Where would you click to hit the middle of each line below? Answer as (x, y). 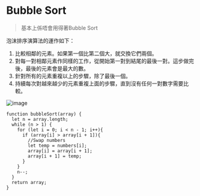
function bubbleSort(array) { (44, 114)
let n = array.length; (40, 119)
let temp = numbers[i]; (57, 145)
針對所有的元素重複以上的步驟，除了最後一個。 (73, 76)
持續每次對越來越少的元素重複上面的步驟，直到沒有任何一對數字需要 (99, 83)
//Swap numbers (47, 140)
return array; (29, 182)
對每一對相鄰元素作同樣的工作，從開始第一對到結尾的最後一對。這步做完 (104, 61)
